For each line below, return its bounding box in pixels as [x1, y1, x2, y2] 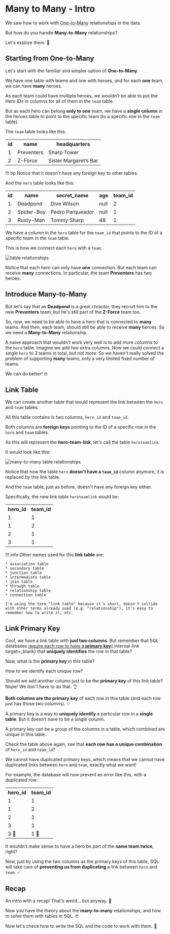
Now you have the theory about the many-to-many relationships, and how [5, 908, 161, 913]
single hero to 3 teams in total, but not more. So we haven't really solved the [5, 350, 164, 356]
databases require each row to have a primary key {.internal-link [5, 643, 140, 649]
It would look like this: [5, 449, 51, 455]
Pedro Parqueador [50, 208, 94, 215]
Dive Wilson [50, 200, 79, 207]
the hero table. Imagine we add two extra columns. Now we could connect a [5, 344, 164, 350]
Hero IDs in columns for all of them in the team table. [5, 98, 114, 104]
